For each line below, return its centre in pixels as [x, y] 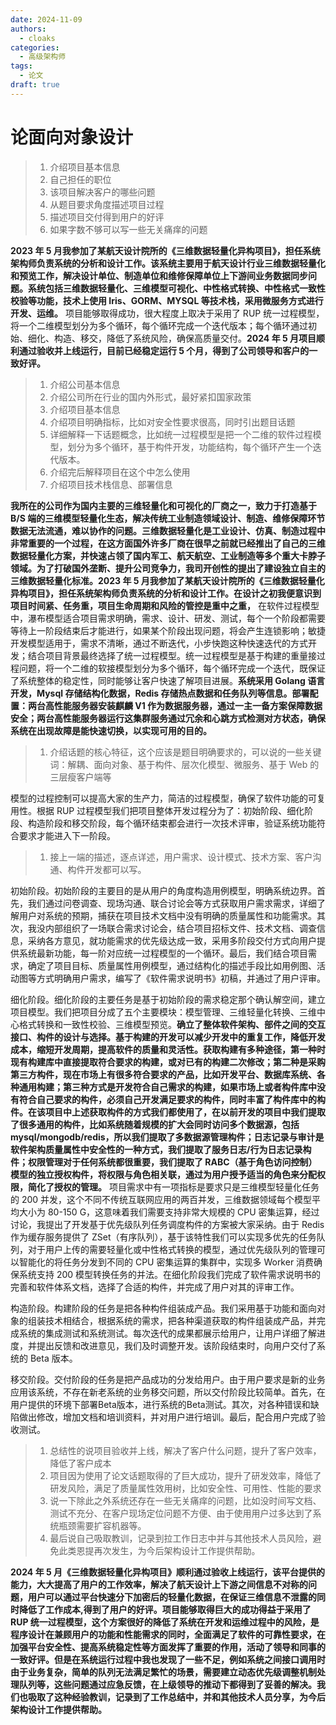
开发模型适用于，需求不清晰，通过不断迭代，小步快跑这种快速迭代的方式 [159, 643]
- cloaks [37, 38]
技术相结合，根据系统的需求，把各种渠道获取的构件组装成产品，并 [180, 1320]
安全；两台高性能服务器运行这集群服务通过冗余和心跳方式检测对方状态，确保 [168, 718]
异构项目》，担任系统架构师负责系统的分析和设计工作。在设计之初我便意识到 [166, 593]
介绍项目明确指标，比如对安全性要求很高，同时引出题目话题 [172, 422]
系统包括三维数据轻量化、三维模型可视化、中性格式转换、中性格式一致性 [176, 288]
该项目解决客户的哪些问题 [102, 192]
